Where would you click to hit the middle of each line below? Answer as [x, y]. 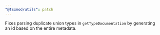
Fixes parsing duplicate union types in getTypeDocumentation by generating [80, 23]
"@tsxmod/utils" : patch [29, 9]
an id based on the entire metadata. [41, 28]
